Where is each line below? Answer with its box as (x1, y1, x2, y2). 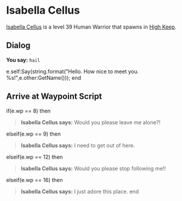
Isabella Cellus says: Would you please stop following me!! (20, 165, 167, 172)
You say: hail (6, 56, 40, 63)
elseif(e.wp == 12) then (6, 153, 63, 161)
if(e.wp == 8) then (6, 107, 51, 114)
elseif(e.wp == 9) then (6, 130, 61, 137)
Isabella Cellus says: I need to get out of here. (20, 142, 135, 149)
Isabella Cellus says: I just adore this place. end (20, 188, 139, 195)
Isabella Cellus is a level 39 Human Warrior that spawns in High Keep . (6, 23, 177, 30)
